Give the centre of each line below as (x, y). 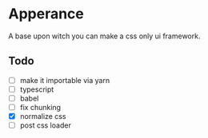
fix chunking (40, 107)
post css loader (46, 125)
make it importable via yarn (65, 80)
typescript (37, 89)
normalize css (43, 116)
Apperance (46, 14)
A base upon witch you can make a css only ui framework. (104, 36)
